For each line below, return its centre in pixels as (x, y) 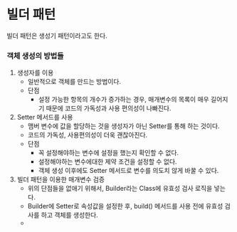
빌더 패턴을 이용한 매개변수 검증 (60, 179)
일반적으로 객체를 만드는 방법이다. (74, 82)
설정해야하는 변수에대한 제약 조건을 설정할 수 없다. (107, 162)
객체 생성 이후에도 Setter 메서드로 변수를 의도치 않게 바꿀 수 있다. (128, 171)
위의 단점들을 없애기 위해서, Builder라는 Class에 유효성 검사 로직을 (120, 189)
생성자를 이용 (35, 73)
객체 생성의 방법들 (36, 56)
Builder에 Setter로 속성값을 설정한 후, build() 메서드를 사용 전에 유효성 (125, 206)
